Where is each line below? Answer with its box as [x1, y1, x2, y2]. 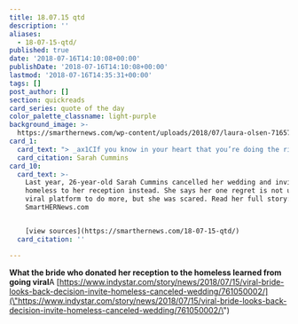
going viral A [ [9, 276, 60, 287]
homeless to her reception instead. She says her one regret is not [25, 186, 284, 195]
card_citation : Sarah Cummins [17, 153, 129, 162]
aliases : [9, 29, 42, 38]
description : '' [9, 21, 69, 30]
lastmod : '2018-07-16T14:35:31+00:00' [9, 71, 153, 80]
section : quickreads [9, 95, 86, 105]
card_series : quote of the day [9, 104, 125, 113]
